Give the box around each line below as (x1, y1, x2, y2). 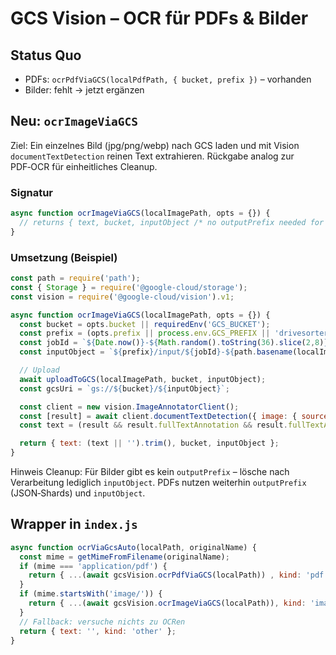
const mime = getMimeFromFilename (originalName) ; (19, 552, 230, 562)
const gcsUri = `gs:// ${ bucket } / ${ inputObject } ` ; (19, 383, 230, 394)
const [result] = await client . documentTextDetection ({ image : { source (19, 411, 329, 421)
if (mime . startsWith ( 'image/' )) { (19, 589, 163, 599)
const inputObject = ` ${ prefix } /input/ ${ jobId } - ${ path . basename (19, 347, 293, 357)
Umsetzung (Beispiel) (10, 250, 118, 264)
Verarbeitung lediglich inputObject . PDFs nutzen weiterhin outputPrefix (10, 477, 307, 489)
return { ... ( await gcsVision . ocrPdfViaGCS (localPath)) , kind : (28, 570, 302, 581)
